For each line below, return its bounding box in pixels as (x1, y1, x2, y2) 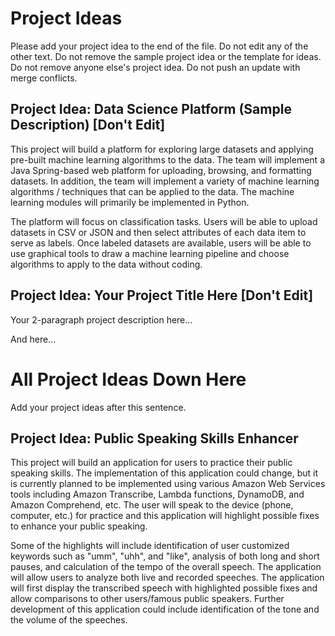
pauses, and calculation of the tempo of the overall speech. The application (10, 561, 322, 573)
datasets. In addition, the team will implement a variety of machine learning (10, 175, 320, 187)
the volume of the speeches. (10, 614, 128, 626)
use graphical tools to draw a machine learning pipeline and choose (10, 247, 290, 259)
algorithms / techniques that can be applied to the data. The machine (10, 185, 295, 197)
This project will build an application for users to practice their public (10, 457, 293, 469)
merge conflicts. (10, 72, 78, 84)
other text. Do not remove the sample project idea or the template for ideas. (10, 50, 322, 62)
